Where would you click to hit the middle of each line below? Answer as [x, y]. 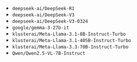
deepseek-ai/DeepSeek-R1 [43, 8]
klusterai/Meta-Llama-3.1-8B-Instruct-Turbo [69, 34]
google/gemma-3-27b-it [40, 28]
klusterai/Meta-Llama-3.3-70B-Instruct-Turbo [70, 47]
